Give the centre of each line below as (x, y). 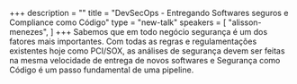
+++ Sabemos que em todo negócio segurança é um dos (162, 32)
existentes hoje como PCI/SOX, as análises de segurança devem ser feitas (147, 51)
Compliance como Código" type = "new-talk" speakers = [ (118, 22)
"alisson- (245, 22)
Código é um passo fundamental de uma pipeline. (102, 70)
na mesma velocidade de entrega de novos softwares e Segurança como (145, 60)
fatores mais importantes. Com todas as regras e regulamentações (133, 41)
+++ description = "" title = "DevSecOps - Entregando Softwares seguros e (149, 13)
